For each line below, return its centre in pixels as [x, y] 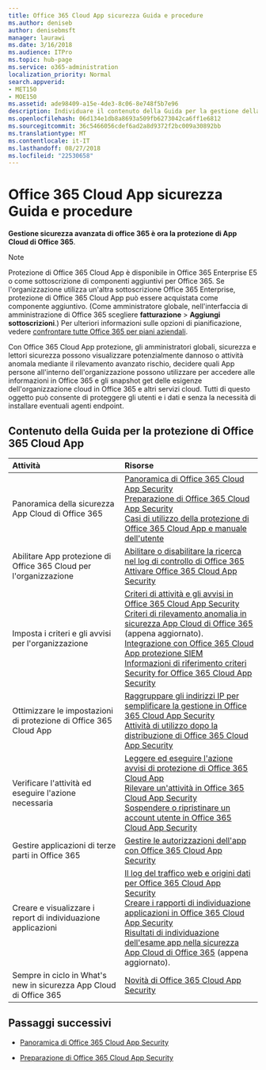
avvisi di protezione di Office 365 [186, 768]
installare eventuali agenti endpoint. [66, 406]
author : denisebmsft [42, 30]
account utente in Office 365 [178, 818]
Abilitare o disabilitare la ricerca [183, 551]
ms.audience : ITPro [40, 52]
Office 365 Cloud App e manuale [186, 528]
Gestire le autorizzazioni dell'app [186, 841]
